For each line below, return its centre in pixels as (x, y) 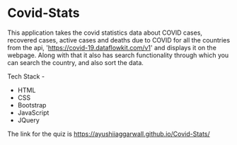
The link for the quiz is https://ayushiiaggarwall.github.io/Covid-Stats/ (109, 134)
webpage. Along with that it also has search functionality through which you (118, 55)
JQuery (29, 120)
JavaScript (33, 112)
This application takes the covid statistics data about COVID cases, (105, 33)
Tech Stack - (26, 76)
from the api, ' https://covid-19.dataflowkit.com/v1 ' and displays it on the (112, 47)
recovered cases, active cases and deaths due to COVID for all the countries (119, 40)
